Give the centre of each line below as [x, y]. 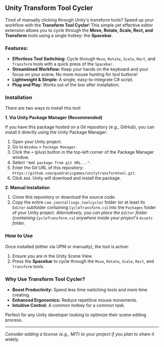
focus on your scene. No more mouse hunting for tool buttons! [75, 74]
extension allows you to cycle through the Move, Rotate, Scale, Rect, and [79, 30]
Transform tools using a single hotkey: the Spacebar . [59, 35]
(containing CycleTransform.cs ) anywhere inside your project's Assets [82, 218]
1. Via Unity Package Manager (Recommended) [54, 117]
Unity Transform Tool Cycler [49, 8]
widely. [12, 339]
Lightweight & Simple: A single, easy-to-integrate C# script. [73, 80]
